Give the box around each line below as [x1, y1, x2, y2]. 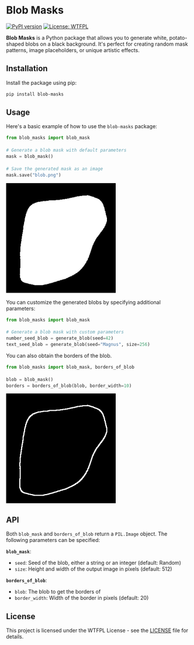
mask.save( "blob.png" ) [6, 172, 61, 178]
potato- [169, 34, 188, 41]
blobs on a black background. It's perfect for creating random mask [25, 40, 188, 47]
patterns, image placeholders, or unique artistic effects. [6, 46, 140, 53]
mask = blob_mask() [6, 153, 54, 160]
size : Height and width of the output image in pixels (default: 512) [14, 565, 172, 572]
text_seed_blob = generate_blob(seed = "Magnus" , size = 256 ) [6, 342, 150, 348]
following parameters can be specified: [6, 537, 101, 544]
